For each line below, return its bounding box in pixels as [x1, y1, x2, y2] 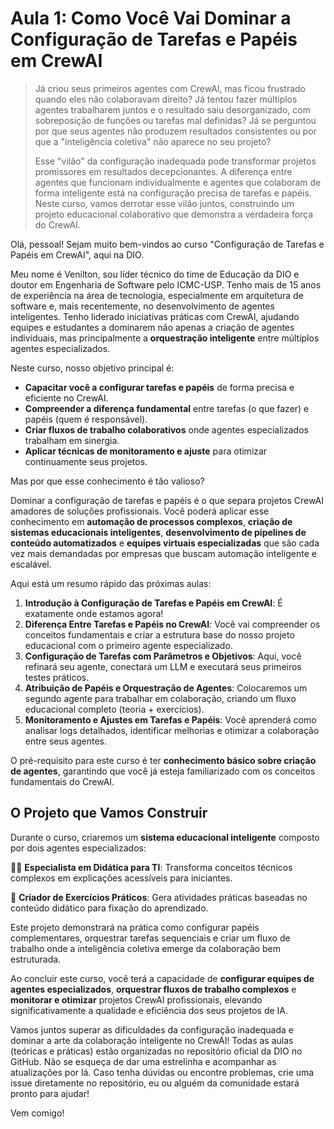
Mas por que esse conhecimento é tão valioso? [10, 475, 205, 487]
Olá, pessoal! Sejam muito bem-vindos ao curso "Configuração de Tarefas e [10, 238, 325, 250]
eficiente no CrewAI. [24, 392, 109, 404]
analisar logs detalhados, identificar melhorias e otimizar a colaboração [24, 724, 320, 736]
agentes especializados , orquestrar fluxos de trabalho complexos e [10, 983, 297, 995]
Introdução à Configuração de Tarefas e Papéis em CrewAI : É [24, 597, 283, 609]
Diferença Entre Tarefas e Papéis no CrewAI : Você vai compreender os [24, 618, 321, 630]
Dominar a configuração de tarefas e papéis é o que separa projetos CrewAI [10, 494, 324, 506]
